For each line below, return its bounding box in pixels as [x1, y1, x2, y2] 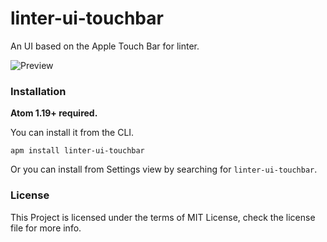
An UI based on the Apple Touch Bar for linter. [10, 40, 200, 52]
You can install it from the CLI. [10, 127, 135, 139]
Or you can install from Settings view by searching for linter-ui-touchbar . [10, 163, 318, 176]
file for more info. [10, 222, 82, 234]
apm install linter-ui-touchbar [10, 146, 145, 156]
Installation [10, 84, 67, 98]
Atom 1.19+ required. [10, 107, 98, 119]
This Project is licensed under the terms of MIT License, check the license [10, 211, 316, 223]
